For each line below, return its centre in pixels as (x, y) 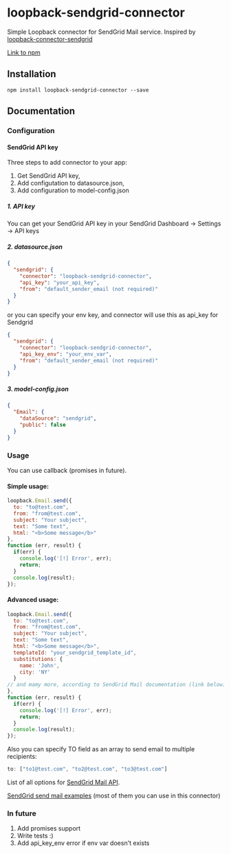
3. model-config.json (38, 389)
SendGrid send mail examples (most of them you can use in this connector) (114, 795)
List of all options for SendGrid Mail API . (64, 782)
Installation (32, 74)
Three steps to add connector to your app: (67, 163)
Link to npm (24, 52)
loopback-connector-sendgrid (50, 39)
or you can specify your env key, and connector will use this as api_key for (113, 315)
